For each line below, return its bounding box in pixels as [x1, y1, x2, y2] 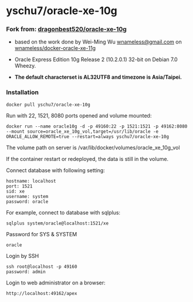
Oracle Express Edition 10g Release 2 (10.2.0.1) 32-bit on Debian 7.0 [14, 56, 178, 63]
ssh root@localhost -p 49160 [6, 263, 77, 270]
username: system [6, 193, 49, 199]
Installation [6, 88, 39, 96]
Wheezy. [14, 62, 36, 69]
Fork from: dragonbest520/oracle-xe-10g [6, 25, 127, 33]
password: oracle [6, 199, 49, 204]
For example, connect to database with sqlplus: [6, 209, 121, 216]
